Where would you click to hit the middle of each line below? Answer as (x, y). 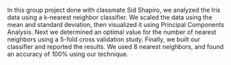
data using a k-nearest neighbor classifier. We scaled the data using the (110, 17)
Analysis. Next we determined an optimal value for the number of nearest (112, 32)
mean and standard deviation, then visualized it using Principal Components (116, 25)
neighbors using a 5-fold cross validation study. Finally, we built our (104, 39)
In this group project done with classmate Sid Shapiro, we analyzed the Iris (114, 10)
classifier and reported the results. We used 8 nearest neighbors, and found (115, 47)
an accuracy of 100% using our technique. (68, 54)
